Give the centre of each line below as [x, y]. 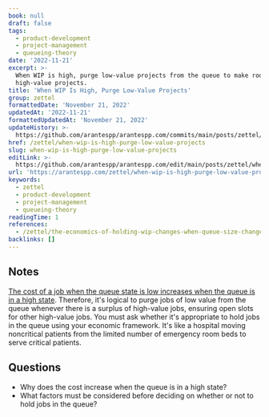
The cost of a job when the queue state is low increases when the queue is [132, 291]
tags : [17, 30]
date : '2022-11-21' [41, 61]
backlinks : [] [32, 240]
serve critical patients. [45, 342]
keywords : [25, 180]
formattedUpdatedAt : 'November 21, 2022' [78, 120]
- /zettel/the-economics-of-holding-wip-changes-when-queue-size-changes [141, 232]
